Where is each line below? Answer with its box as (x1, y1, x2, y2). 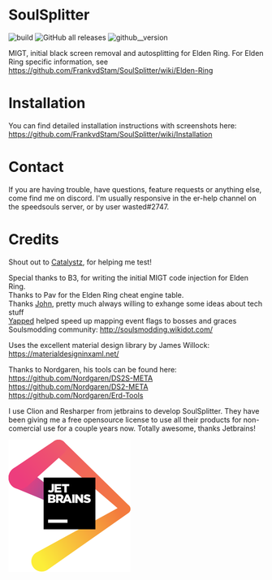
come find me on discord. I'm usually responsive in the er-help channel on (8, 193, 257, 203)
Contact (8, 158, 64, 176)
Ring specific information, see (8, 57, 108, 67)
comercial (8, 423, 42, 433)
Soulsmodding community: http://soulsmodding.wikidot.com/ (8, 324, 214, 334)
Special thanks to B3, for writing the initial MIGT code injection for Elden (8, 273, 249, 282)
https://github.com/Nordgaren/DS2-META (8, 381, 149, 391)
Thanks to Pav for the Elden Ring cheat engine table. (8, 290, 184, 299)
